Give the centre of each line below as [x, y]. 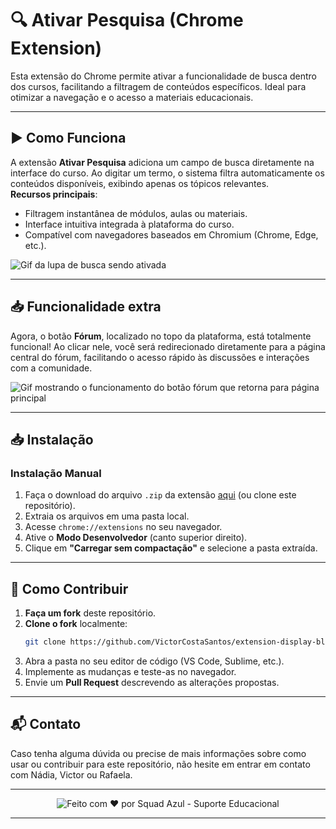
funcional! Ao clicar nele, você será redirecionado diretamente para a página [168, 346]
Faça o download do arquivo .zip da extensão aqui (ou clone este [160, 495]
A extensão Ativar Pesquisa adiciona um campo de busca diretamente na [162, 162]
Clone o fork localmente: [76, 624]
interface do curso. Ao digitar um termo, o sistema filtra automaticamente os [167, 173]
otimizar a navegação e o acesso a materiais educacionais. [132, 97]
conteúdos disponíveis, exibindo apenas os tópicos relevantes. [140, 183]
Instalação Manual [56, 473]
